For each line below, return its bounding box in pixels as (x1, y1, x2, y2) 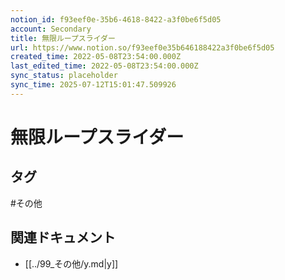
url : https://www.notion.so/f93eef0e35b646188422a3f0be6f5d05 (10, 42, 275, 53)
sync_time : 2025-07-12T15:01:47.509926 (10, 80, 177, 90)
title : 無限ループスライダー (10, 33, 116, 43)
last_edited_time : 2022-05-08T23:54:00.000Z (10, 61, 199, 71)
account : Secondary (10, 24, 92, 34)
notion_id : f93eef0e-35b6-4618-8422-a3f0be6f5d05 (10, 14, 222, 25)
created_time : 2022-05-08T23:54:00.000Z (10, 52, 182, 62)
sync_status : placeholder (10, 71, 118, 81)
